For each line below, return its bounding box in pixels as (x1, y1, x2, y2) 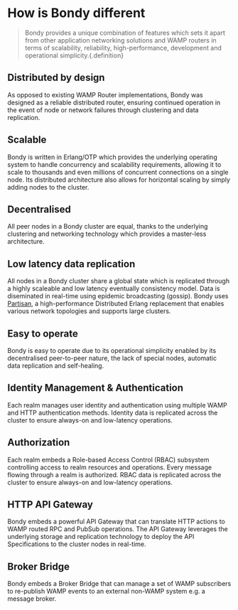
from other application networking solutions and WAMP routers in (24, 36, 217, 44)
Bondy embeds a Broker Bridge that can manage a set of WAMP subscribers (7, 579, 232, 588)
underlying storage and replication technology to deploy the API (7, 533, 195, 541)
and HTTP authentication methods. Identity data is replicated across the (7, 408, 218, 417)
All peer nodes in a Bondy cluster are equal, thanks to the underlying (7, 222, 208, 231)
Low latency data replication (7, 258, 136, 270)
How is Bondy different (7, 5, 146, 21)
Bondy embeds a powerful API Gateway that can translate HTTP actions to (7, 517, 225, 526)
